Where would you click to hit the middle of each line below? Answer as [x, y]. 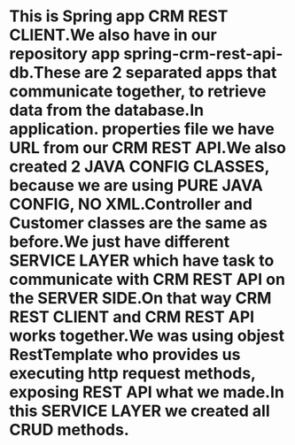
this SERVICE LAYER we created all [140, 411]
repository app [65, 54]
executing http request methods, [132, 374]
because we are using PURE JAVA [136, 185]
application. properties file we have [142, 129]
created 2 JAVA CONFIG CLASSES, [140, 167]
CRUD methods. [70, 430]
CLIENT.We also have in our [113, 35]
